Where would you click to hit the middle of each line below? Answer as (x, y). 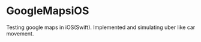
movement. (20, 33)
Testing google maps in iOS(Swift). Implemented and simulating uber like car (101, 27)
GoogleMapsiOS (48, 11)
